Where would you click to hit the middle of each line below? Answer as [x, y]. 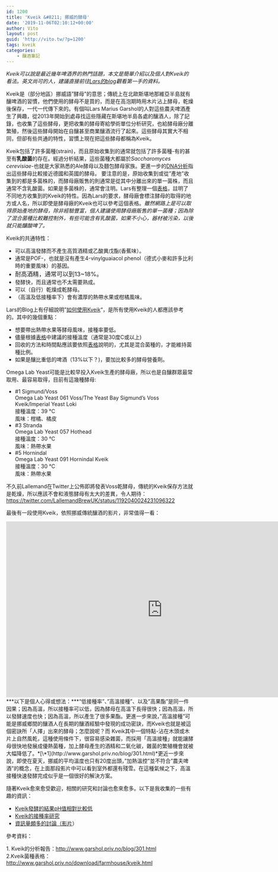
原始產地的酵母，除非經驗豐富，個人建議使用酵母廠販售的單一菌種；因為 [99, 210]
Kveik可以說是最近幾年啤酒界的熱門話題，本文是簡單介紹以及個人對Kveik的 [97, 74]
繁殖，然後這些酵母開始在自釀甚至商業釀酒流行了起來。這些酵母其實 [89, 131]
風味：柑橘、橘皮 [36, 418]
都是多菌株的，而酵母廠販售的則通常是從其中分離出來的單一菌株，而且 [108, 181]
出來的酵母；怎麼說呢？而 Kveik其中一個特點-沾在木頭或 [116, 731]
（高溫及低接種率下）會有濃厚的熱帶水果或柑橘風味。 [80, 297]
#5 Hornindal [31, 452]
